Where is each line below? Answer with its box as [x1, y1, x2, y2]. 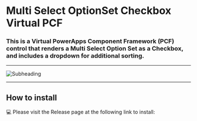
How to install [6, 92, 57, 102]
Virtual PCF [6, 16, 63, 30]
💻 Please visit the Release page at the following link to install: [6, 109, 155, 116]
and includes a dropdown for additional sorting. [6, 52, 145, 60]
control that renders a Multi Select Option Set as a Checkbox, [6, 45, 184, 53]
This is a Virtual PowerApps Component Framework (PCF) [6, 37, 175, 45]
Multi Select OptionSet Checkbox [6, 4, 172, 17]
